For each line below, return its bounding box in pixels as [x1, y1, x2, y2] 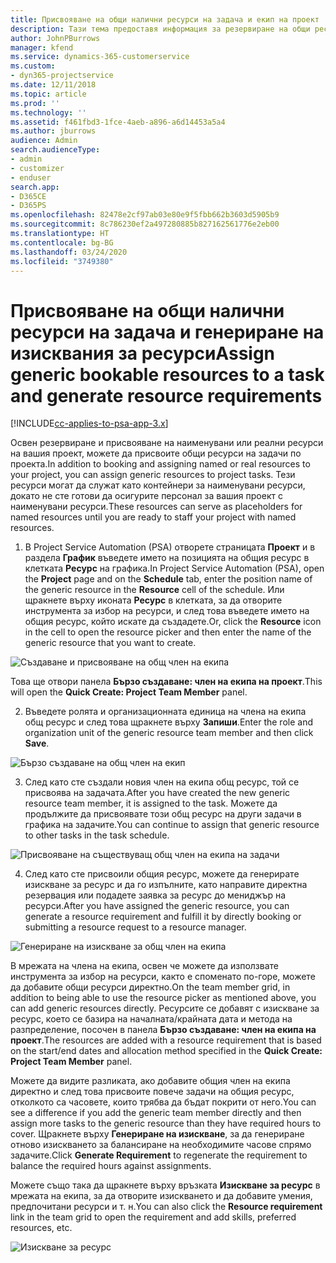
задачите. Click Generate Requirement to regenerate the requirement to [10, 1149, 308, 1161]
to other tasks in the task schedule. [24, 829, 170, 841]
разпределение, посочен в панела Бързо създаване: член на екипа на [10, 1024, 317, 1036]
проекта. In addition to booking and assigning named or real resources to [10, 458, 311, 470]
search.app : [10, 182, 60, 192]
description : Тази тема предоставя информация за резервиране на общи [10, 24, 311, 34]
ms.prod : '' [10, 98, 60, 108]
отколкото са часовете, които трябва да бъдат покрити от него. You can [10, 1096, 317, 1108]
